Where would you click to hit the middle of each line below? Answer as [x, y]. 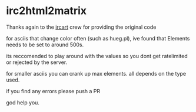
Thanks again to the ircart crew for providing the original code [81, 27]
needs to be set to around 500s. [45, 45]
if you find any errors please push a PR [53, 91]
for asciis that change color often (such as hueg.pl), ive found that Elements [98, 38]
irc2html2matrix [46, 11]
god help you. [23, 102]
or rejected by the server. [37, 62]
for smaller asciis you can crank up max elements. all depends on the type [96, 73]
